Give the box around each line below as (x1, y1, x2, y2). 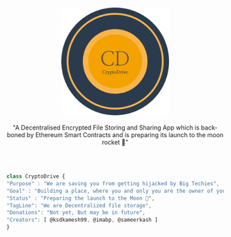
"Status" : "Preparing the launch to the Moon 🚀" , (6, 194, 155, 202)
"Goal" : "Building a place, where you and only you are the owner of (6, 187, 214, 194)
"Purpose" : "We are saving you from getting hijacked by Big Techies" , (6, 180, 220, 187)
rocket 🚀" (101, 138, 129, 146)
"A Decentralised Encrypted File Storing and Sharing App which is (12, 123, 200, 132)
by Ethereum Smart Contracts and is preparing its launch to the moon (26, 131, 224, 138)
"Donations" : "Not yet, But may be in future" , (6, 209, 146, 216)
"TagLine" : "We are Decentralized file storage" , (6, 202, 152, 209)
